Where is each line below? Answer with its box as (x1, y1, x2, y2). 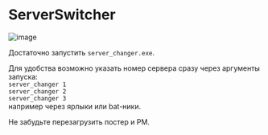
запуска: (8, 72, 38, 81)
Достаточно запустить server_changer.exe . (8, 47, 155, 57)
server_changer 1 (8, 80, 67, 88)
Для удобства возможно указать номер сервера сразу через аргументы (8, 63, 260, 73)
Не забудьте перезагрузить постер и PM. (8, 117, 150, 126)
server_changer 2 (8, 87, 67, 96)
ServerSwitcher (8, 6, 116, 24)
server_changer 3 (8, 94, 67, 102)
